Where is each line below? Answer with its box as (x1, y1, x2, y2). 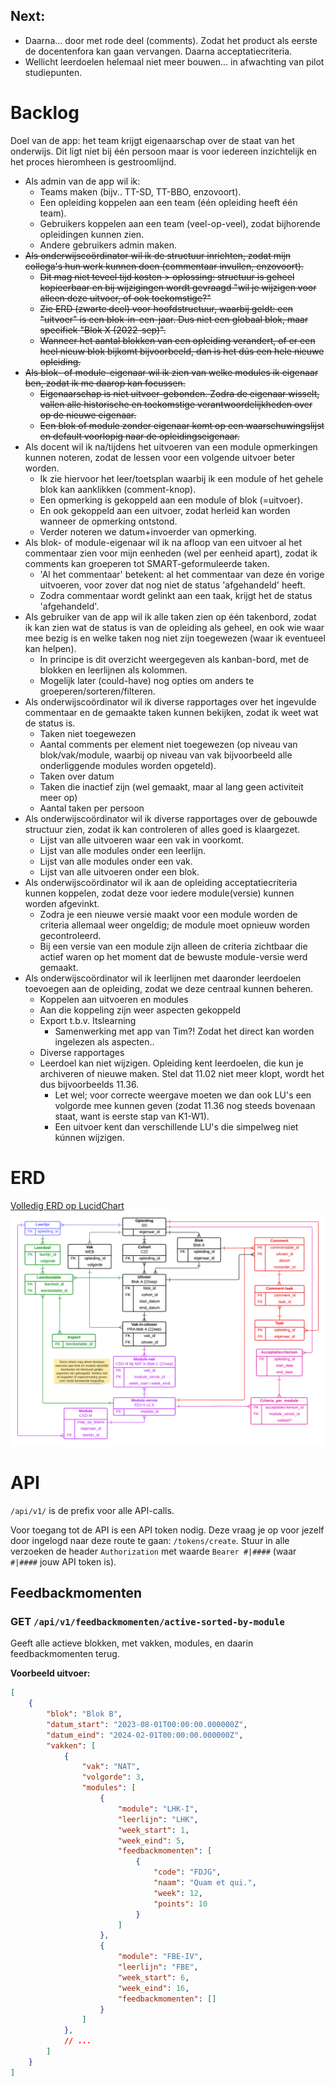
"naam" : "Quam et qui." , (153, 1878, 257, 1888)
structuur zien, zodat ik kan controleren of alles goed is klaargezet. (24, 823, 301, 835)
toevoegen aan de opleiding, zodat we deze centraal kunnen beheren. (24, 982, 314, 994)
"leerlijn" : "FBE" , (117, 1962, 199, 1973)
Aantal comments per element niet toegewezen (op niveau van (39, 738, 298, 750)
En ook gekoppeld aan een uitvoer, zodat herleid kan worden (39, 504, 291, 516)
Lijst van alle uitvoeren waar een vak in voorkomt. (39, 834, 245, 846)
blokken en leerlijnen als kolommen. (39, 664, 188, 676)
